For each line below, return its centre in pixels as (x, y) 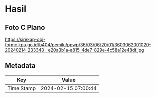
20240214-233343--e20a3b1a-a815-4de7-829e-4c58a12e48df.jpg (75, 50)
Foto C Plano (25, 28)
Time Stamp (22, 88)
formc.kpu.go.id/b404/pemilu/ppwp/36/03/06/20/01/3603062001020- (78, 45)
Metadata (20, 66)
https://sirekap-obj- (25, 39)
